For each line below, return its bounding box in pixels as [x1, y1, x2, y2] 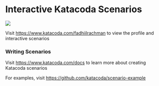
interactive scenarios [5, 35, 50, 41]
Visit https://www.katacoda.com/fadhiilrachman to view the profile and [5, 30, 154, 36]
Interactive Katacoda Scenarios [5, 4, 142, 15]
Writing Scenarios [5, 48, 51, 55]
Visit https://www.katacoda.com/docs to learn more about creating [5, 60, 146, 66]
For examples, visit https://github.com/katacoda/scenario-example [5, 75, 146, 81]
